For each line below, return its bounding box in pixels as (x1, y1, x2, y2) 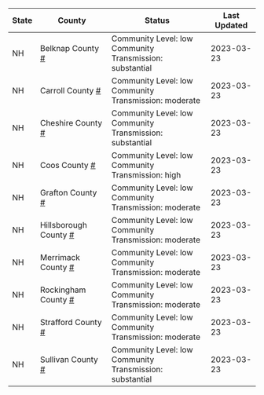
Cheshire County (39, 118, 103, 128)
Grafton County (39, 188, 97, 198)
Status (144, 15, 170, 26)
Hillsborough (39, 220, 88, 230)
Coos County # (39, 160, 96, 170)
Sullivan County (39, 354, 98, 364)
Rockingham (39, 284, 86, 295)
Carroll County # (39, 86, 101, 96)
